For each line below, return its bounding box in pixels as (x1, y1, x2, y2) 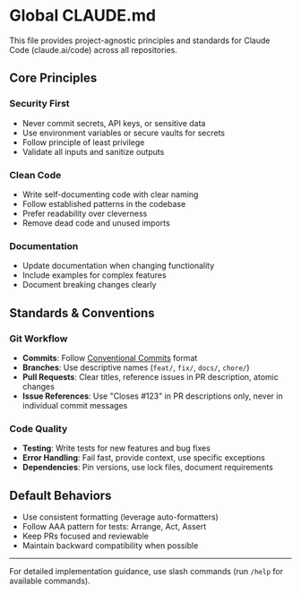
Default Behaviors (9, 487, 112, 503)
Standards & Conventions (9, 306, 155, 321)
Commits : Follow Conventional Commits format (21, 352, 198, 363)
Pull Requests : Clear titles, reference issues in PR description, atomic (21, 371, 279, 382)
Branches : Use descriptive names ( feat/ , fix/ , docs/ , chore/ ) (21, 362, 250, 373)
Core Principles (9, 71, 98, 86)
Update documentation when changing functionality (21, 261, 215, 271)
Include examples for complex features (21, 270, 168, 280)
